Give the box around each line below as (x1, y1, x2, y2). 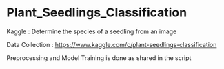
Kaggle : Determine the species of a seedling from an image (6, 27, 177, 36)
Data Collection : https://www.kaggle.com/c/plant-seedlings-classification (6, 40, 217, 49)
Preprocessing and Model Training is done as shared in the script (6, 53, 192, 62)
